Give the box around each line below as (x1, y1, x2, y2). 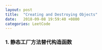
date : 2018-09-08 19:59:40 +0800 (5, 16, 80, 21)
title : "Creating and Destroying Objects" (5, 12, 98, 17)
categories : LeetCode (5, 21, 51, 26)
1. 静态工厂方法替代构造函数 (5, 38, 72, 45)
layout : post (5, 7, 33, 12)
